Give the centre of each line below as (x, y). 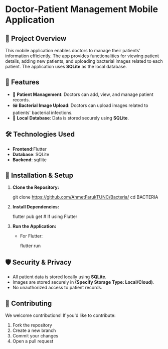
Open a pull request (33, 341)
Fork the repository (32, 325)
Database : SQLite (31, 154)
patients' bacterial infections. (42, 112)
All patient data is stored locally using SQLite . (59, 277)
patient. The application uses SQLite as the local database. (66, 67)
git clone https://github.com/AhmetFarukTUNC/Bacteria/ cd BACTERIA (85, 197)
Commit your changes (35, 336)
